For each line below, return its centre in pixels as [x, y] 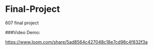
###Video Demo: [23, 32]
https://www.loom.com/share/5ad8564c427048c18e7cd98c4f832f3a [76, 42]
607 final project [22, 23]
